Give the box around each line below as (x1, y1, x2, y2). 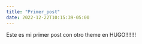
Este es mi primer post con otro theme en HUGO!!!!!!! (6, 31, 137, 38)
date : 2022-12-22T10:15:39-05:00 (6, 14, 90, 20)
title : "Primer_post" (6, 8, 61, 15)
